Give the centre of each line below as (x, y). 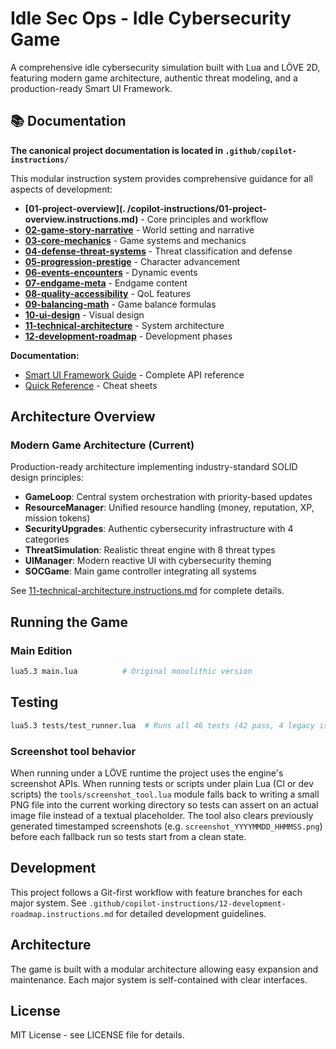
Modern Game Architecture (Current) (102, 445)
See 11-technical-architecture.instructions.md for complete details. (147, 591)
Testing (34, 702)
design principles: (47, 478)
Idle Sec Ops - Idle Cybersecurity (151, 18)
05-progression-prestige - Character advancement (132, 261)
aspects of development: (61, 189)
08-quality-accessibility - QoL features (108, 293)
